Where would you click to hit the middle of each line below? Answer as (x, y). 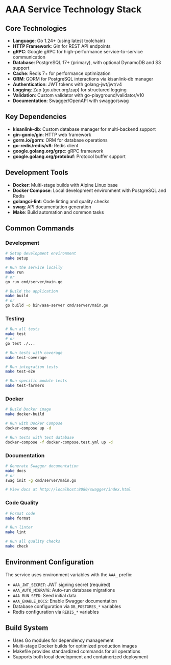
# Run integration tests (32, 367)
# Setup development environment (41, 253)
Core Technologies (36, 28)
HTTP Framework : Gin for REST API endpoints (62, 46)
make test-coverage (26, 358)
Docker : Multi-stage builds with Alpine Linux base (65, 185)
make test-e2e (20, 371)
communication (29, 57)
